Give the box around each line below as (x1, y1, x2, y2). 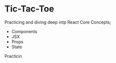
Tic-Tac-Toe (4, 3, 54, 14)
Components (11, 28, 38, 34)
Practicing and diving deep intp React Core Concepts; (4, 19, 111, 25)
